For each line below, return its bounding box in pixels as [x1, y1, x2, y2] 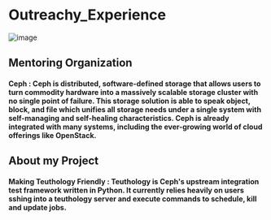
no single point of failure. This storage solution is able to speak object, [8, 96, 251, 106]
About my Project [8, 154, 99, 168]
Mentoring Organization [8, 56, 133, 70]
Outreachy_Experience [8, 6, 167, 24]
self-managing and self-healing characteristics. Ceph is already [8, 113, 229, 123]
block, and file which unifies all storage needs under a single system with [8, 104, 262, 114]
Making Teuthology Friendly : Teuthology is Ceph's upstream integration [8, 176, 260, 186]
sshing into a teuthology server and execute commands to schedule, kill [8, 193, 257, 204]
